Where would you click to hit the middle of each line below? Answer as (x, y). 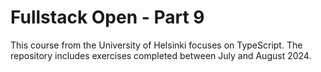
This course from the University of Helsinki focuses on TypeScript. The (156, 45)
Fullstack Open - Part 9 (107, 17)
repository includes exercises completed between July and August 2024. (161, 55)
